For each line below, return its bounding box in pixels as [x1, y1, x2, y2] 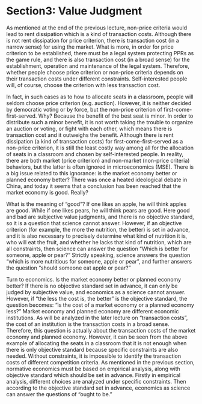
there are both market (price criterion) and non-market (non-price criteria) [6, 157, 190, 164]
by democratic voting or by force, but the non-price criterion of [6, 106, 162, 113]
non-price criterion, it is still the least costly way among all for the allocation [6, 144, 194, 151]
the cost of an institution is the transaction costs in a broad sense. [6, 320, 170, 328]
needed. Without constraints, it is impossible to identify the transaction [6, 352, 182, 360]
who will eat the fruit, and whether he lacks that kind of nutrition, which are [6, 238, 192, 246]
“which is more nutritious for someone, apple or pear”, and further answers [6, 258, 192, 265]
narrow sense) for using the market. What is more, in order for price [6, 43, 174, 50]
